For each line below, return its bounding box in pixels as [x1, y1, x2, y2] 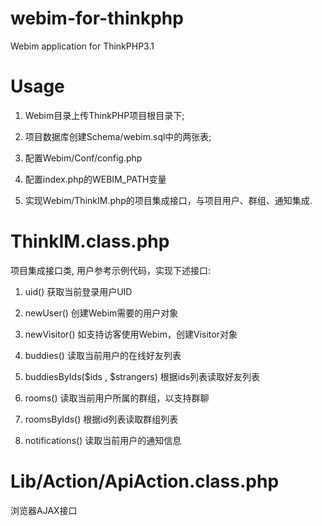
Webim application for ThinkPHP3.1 [10, 40, 155, 52]
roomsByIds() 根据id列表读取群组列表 [24, 413, 179, 425]
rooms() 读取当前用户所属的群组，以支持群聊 [24, 392, 210, 404]
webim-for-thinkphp [10, 7, 184, 30]
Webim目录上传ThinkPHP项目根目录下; [24, 109, 185, 121]
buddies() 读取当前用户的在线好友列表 [24, 349, 182, 361]
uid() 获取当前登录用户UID [24, 285, 133, 297]
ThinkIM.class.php [10, 230, 170, 253]
